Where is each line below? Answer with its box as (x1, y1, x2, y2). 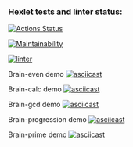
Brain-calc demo (8, 84, 63, 94)
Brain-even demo (8, 70, 64, 79)
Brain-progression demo (8, 115, 88, 124)
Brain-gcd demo (8, 100, 61, 109)
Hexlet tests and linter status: (8, 6, 123, 17)
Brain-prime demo (8, 130, 67, 139)
